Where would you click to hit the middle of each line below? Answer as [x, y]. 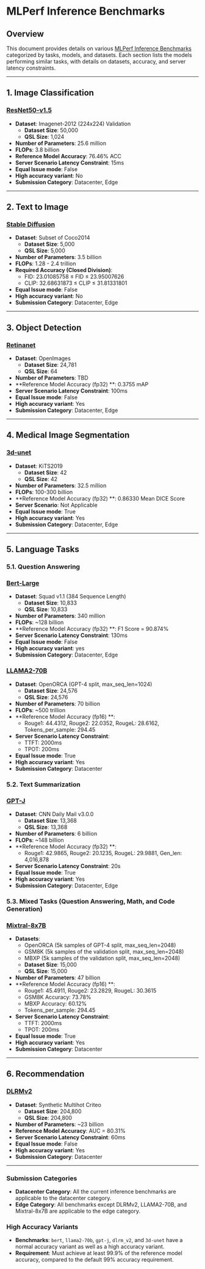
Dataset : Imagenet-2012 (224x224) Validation [73, 123]
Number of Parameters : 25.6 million [61, 143]
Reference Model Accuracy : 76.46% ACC [68, 156]
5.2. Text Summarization [43, 784]
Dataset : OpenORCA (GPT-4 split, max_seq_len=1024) [84, 684]
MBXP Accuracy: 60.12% [56, 1004]
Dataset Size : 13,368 [51, 820]
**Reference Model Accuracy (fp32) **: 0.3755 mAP [82, 384]
